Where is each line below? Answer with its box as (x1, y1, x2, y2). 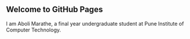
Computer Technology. (6, 26, 61, 33)
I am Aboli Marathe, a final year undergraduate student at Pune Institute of (6, 20, 184, 27)
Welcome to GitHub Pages (6, 5, 103, 15)
